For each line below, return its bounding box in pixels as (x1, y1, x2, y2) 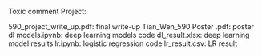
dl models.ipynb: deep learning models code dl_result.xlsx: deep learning (8, 31, 250, 39)
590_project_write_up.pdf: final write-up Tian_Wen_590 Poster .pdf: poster (8, 22, 255, 31)
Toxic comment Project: (8, 7, 87, 16)
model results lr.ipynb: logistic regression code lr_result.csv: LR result (8, 39, 238, 48)
